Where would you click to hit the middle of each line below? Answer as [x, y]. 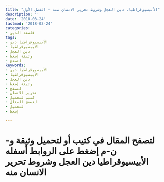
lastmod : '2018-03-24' [29, 24]
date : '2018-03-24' [26, 19]
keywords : [16, 65]
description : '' [22, 14]
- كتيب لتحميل [20, 97]
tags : [11, 38]
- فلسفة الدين [20, 33]
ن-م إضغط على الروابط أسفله [61, 151]
